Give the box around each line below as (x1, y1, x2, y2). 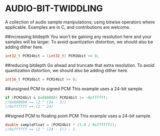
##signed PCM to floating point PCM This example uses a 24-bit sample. (5, 113, 152, 119)
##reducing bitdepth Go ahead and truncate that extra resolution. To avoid (5, 62, 155, 68)
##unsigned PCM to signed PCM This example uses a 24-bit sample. (5, 86, 144, 92)
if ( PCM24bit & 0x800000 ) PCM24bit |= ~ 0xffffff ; (5, 95, 108, 100)
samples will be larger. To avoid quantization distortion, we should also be (5, 39, 154, 44)
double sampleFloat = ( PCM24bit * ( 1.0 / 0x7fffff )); (5, 122, 117, 127)
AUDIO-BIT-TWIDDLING (5, 3, 103, 14)
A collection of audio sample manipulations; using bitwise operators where (5, 19, 155, 25)
